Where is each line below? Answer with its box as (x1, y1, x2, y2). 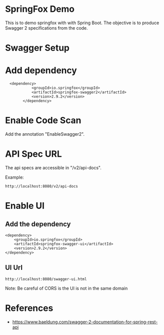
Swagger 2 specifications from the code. (5, 25, 88, 31)
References (5, 302, 53, 314)
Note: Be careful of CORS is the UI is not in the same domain (5, 285, 128, 291)
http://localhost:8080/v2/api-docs (5, 184, 78, 188)
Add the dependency (5, 220, 71, 228)
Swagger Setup (5, 42, 70, 54)
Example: (5, 174, 24, 180)
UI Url (5, 263, 23, 272)
